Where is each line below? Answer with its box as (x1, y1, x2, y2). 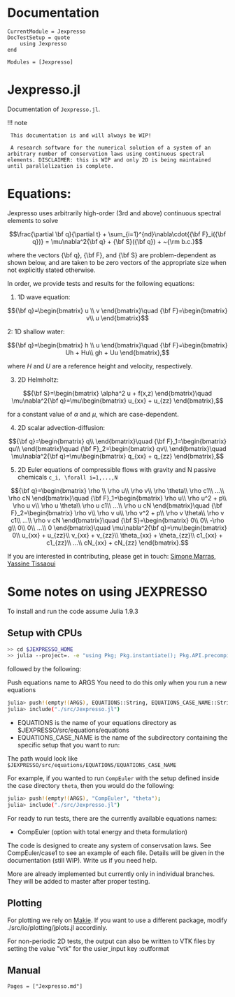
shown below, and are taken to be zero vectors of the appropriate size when (7, 258, 227, 266)
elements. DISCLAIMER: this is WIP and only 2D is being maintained (7, 156, 211, 164)
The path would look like (7, 754, 78, 763)
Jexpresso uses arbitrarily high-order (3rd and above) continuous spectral (7, 208, 222, 217)
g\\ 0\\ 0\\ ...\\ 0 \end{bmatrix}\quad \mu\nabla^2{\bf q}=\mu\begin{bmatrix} (8, 523, 227, 532)
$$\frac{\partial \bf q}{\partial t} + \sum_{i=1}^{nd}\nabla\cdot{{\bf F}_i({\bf (9, 229, 226, 238)
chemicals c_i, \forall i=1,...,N (17, 473, 118, 481)
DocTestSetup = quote (7, 34, 71, 41)
